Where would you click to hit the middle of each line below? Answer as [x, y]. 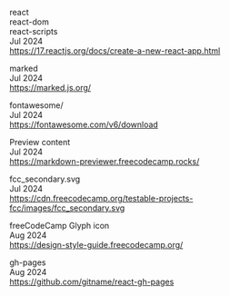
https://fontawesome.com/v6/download [84, 124]
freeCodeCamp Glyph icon [60, 226]
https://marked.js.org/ [50, 88]
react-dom [30, 22]
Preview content [40, 142]
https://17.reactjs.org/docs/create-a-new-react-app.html [115, 51]
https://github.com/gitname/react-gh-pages [92, 281]
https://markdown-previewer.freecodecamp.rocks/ [105, 161]
